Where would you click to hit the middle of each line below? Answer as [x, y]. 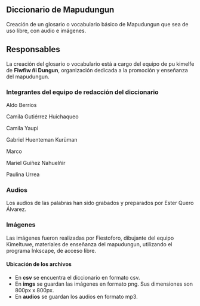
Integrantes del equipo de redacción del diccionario [82, 92]
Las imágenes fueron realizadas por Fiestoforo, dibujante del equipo [90, 238]
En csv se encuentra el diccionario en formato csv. [77, 277]
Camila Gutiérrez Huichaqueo [42, 117]
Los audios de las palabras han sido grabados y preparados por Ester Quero [100, 203]
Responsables [33, 49]
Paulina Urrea [23, 174]
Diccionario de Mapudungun [60, 10]
